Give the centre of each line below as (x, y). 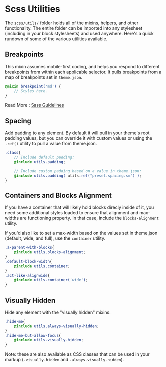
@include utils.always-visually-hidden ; (57, 326)
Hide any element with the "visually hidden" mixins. (58, 312)
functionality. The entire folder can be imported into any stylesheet (74, 28)
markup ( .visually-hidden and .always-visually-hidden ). (65, 360)
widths (12, 218)
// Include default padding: (44, 157)
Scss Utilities (33, 9)
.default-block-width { (29, 261)
